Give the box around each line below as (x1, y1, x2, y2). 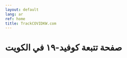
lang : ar (5, 12, 23, 17)
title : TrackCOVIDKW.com (5, 21, 57, 26)
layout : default (5, 7, 39, 12)
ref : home (5, 16, 26, 21)
